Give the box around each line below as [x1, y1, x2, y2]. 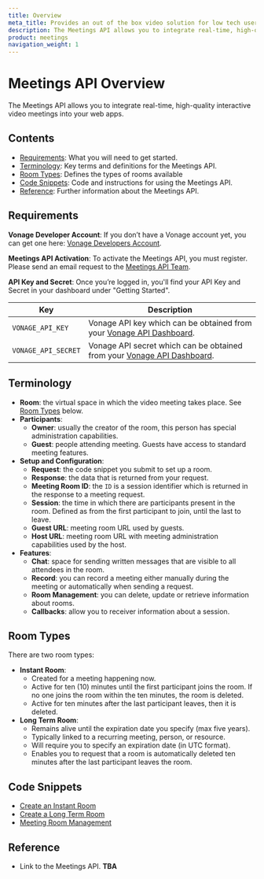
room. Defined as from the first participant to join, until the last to [31, 506, 241, 515]
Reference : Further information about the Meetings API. [19, 186, 200, 195]
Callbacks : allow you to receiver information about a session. [31, 607, 230, 616]
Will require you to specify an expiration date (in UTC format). [31, 741, 231, 750]
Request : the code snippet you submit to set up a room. [31, 464, 212, 474]
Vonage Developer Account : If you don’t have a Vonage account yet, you [8, 230, 247, 239]
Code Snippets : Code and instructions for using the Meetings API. [19, 178, 233, 187]
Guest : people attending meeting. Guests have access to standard [31, 439, 247, 449]
